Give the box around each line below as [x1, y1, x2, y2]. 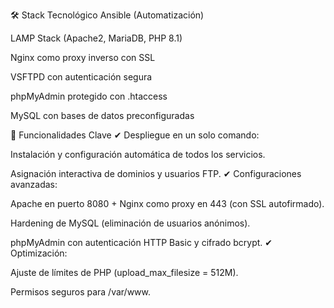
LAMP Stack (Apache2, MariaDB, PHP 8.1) [10, 32, 183, 44]
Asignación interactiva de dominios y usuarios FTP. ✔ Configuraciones [10, 168, 302, 179]
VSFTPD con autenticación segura [10, 71, 153, 83]
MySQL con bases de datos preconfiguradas [10, 110, 195, 121]
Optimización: [10, 247, 68, 259]
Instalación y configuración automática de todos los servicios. [10, 149, 266, 160]
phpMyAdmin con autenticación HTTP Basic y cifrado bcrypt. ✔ [10, 237, 273, 248]
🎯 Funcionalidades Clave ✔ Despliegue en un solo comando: [10, 129, 260, 141]
